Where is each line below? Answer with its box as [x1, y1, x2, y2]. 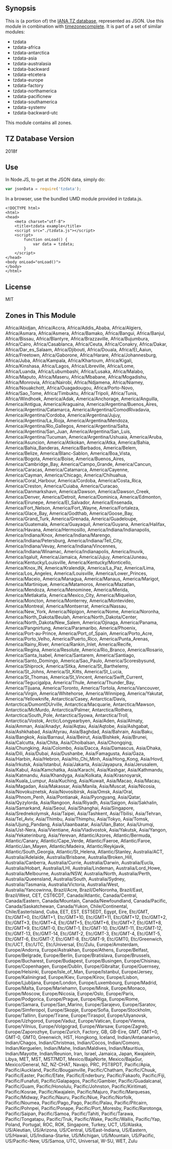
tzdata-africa [12, 44, 41, 50]
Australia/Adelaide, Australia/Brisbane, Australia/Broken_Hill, [5, 854, 133, 860]
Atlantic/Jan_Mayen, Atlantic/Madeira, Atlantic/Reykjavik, [5, 843, 126, 849]
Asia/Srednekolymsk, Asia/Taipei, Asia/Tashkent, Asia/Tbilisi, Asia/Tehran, [5, 810, 162, 816]
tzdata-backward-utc [12, 109, 58, 116]
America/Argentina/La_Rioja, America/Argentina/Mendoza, [5, 417, 129, 423]
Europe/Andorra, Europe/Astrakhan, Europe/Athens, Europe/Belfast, [5, 947, 149, 953]
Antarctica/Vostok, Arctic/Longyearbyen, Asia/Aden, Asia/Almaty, [5, 718, 144, 724]
